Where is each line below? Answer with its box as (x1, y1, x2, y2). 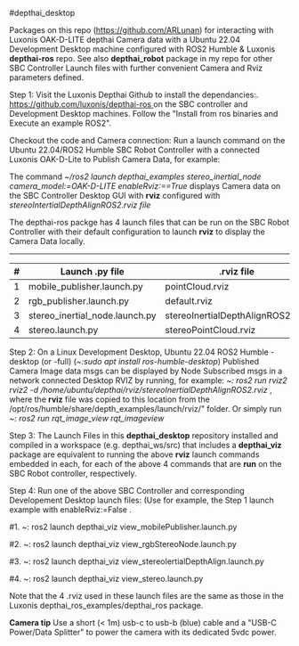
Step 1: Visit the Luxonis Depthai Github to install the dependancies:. (9, 89, 259, 100)
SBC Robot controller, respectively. (9, 468, 137, 478)
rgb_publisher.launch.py (28, 295, 130, 307)
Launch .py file (60, 266, 125, 277)
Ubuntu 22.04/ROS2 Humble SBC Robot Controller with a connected (9, 144, 260, 155)
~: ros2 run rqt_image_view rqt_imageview (9, 413, 165, 423)
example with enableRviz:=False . (9, 504, 132, 515)
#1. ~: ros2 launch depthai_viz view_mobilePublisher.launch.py (9, 521, 238, 532)
